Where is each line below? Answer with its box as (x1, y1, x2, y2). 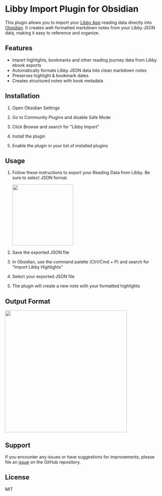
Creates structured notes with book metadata (12, 78, 104, 83)
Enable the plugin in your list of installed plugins (12, 142, 108, 148)
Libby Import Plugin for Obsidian (5, 3, 139, 15)
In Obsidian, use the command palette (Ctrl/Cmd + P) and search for (12, 259, 149, 265)
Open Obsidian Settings (12, 105, 60, 111)
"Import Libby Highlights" (12, 264, 63, 270)
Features (5, 44, 33, 52)
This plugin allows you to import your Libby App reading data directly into (5, 20, 152, 25)
